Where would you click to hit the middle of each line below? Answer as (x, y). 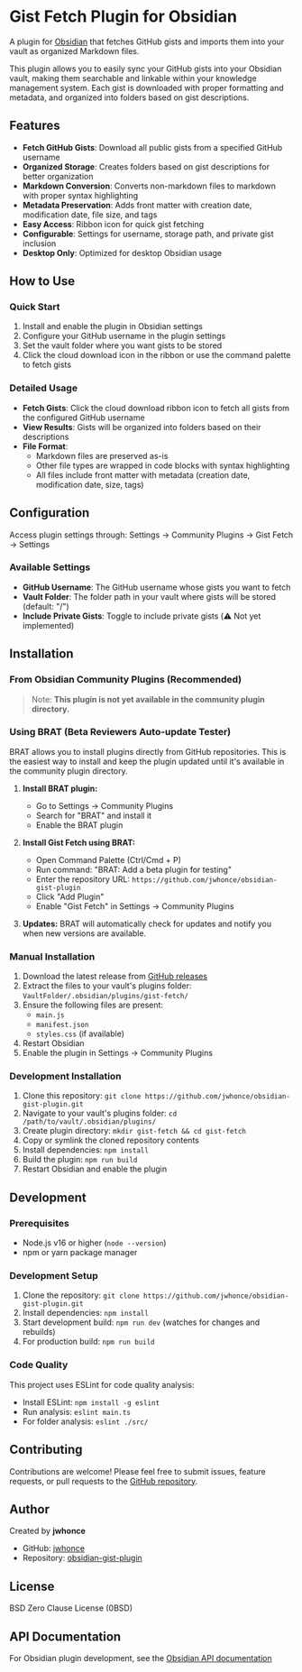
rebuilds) (39, 1332)
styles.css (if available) (80, 1034)
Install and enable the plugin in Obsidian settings (112, 326)
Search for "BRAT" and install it (93, 815)
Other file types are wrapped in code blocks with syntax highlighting (163, 465)
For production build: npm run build (88, 1342)
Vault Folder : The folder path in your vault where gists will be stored (149, 596)
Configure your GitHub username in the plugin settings (124, 336)
